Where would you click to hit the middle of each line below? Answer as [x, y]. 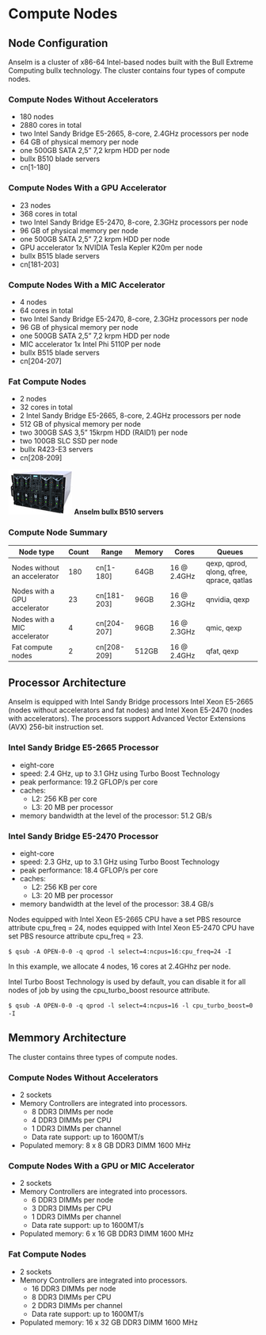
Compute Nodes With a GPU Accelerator [87, 188]
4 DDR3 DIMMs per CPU [72, 1120]
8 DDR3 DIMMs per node [72, 1112]
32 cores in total [46, 407]
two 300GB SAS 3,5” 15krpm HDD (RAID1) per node [104, 432]
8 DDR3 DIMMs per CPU [72, 1297]
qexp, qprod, [226, 563]
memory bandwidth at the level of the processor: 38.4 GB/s [116, 903]
